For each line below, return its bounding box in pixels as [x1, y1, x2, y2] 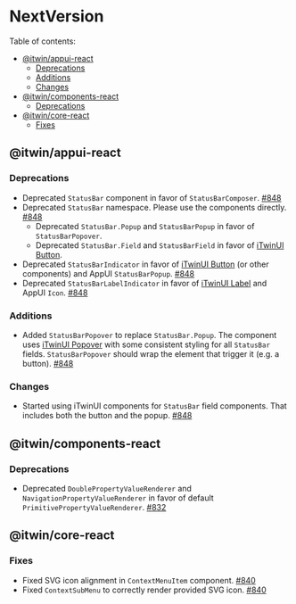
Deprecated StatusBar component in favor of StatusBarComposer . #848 [21, 192, 283, 203]
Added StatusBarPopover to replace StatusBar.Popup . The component [21, 329, 277, 340]
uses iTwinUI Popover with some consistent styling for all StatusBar [21, 339, 270, 350]
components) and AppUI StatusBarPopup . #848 [21, 268, 195, 278]
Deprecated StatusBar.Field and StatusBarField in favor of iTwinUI [35, 239, 284, 251]
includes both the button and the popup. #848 [21, 410, 193, 421]
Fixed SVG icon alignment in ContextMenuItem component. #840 [21, 575, 256, 585]
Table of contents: [9, 36, 76, 46]
